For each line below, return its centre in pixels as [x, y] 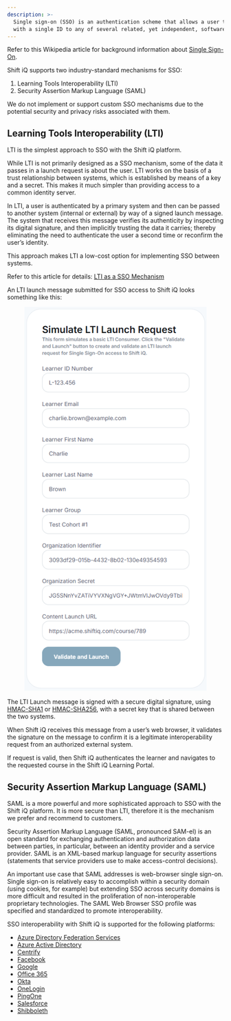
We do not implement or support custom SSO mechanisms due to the [106, 104]
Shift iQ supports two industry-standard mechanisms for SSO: [95, 70]
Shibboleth [32, 1011]
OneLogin [31, 989]
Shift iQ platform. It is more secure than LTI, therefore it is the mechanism [111, 811]
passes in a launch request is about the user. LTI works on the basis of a [109, 171]
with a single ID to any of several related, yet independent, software [120, 29]
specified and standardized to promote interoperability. [85, 911]
